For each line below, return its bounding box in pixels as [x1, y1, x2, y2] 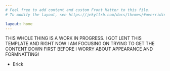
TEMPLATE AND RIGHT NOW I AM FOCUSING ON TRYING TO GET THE [5, 41, 155, 47]
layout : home [5, 21, 33, 26]
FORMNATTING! [5, 51, 39, 57]
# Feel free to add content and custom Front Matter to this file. [5, 7, 151, 13]
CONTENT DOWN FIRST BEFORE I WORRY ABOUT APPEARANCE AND [5, 46, 153, 52]
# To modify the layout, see [5, 12, 67, 17]
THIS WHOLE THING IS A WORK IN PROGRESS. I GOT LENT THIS [5, 35, 142, 41]
